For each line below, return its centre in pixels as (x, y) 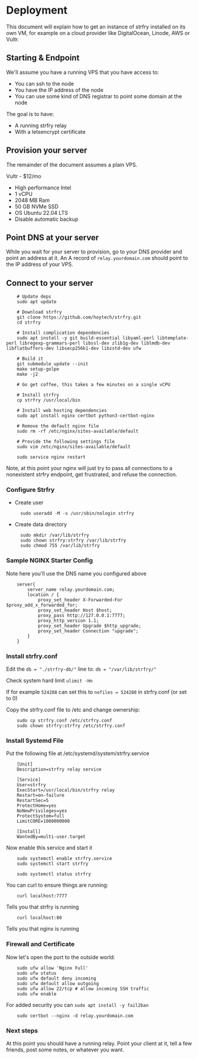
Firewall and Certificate (40, 944)
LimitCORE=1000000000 (43, 821)
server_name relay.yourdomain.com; (71, 590)
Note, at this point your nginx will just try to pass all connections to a (89, 468)
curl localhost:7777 (42, 896)
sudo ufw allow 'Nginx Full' (53, 968)
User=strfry (31, 785)
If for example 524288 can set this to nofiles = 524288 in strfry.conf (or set (97, 692)
